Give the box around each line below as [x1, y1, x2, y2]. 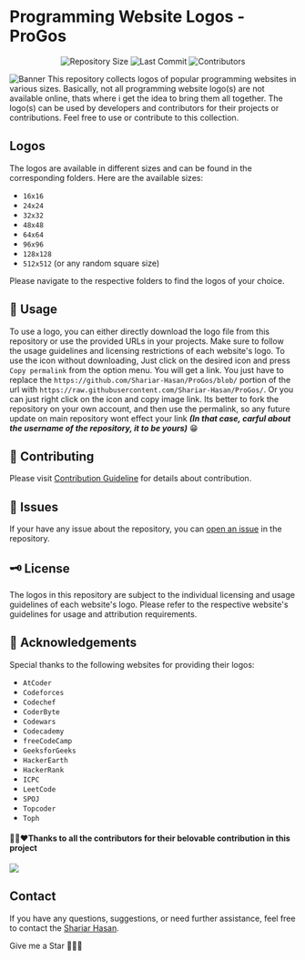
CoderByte [22, 707, 61, 716]
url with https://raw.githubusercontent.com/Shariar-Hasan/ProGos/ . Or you [9, 384, 294, 395]
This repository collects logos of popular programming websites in [46, 73, 297, 84]
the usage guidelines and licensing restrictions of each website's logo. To [9, 345, 285, 356]
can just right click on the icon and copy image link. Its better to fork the [9, 393, 280, 404]
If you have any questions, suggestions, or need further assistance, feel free [9, 913, 296, 924]
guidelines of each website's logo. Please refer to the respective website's [9, 599, 289, 610]
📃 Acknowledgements [9, 635, 137, 651]
